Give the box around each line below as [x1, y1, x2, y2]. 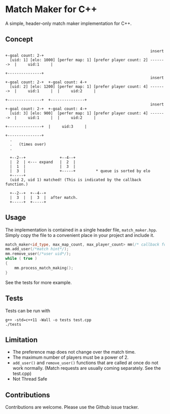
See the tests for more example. [5, 279, 72, 285]
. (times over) [10, 142, 47, 147]
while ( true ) [5, 256, 37, 261]
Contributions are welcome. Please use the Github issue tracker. [5, 404, 139, 410]
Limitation [5, 335, 38, 344]
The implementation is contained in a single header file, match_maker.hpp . [5, 227, 157, 233]
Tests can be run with [5, 307, 51, 314]
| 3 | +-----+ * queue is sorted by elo [10, 168, 151, 174]
